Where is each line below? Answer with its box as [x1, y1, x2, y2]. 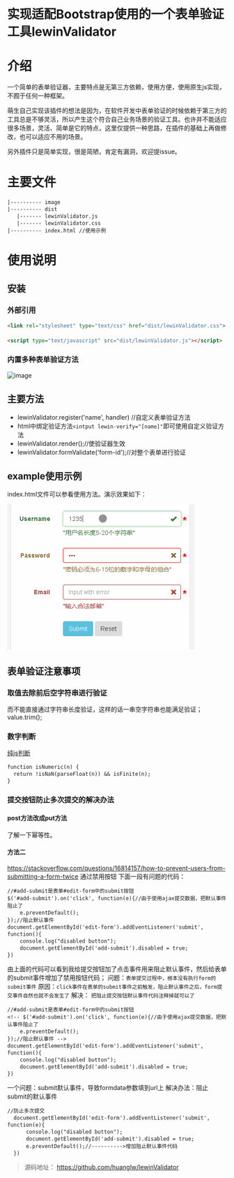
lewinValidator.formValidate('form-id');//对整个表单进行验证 [17, 448, 186, 456]
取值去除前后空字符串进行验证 [7, 688, 108, 698]
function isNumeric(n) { [7, 764, 79, 771]
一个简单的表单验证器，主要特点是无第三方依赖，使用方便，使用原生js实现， [7, 83, 226, 91]
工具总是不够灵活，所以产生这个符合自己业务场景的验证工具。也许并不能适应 [7, 115, 227, 124]
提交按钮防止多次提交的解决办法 [7, 795, 115, 805]
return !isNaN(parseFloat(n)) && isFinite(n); [13, 771, 151, 778]
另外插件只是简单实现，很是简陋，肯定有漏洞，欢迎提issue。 [7, 147, 181, 156]
